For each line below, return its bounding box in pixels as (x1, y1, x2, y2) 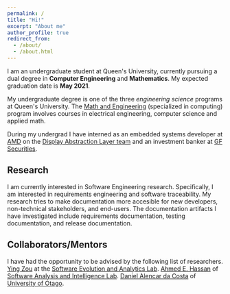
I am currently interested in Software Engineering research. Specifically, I (7, 182, 214, 191)
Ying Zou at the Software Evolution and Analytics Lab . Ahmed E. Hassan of (7, 265, 218, 273)
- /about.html (13, 49, 54, 56)
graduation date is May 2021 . (7, 82, 91, 90)
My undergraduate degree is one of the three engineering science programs (7, 95, 223, 103)
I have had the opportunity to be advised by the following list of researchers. (7, 257, 223, 265)
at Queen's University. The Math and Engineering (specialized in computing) (7, 102, 223, 110)
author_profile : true (7, 29, 69, 36)
